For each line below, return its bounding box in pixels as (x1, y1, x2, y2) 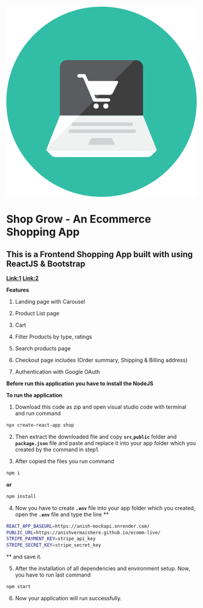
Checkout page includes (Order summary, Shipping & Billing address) (14, 357, 188, 363)
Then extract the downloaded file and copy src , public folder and (14, 433, 177, 440)
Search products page (14, 345, 71, 352)
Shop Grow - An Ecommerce (6, 213, 152, 226)
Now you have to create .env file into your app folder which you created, (14, 504, 196, 511)
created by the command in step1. (14, 446, 100, 453)
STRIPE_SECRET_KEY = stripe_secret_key (6, 542, 101, 548)
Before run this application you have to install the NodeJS (6, 380, 154, 387)
